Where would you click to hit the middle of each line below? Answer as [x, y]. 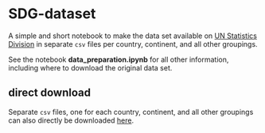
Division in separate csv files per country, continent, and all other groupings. [133, 44]
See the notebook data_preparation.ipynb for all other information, [119, 59]
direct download [50, 93]
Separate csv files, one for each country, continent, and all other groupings [131, 112]
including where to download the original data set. [90, 67]
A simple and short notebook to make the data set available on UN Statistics [132, 36]
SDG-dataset [52, 14]
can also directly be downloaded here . [71, 120]
